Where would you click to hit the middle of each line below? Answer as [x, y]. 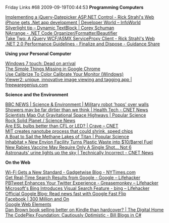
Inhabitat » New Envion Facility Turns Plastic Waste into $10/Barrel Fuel [79, 142]
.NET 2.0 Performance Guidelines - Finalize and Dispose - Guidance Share [83, 44]
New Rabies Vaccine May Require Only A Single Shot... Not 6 [69, 147]
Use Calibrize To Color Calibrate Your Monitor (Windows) [65, 74]
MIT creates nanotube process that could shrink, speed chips [69, 131]
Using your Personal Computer [38, 53]
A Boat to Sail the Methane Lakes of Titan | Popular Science [67, 136]
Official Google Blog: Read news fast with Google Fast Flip [66, 193]
